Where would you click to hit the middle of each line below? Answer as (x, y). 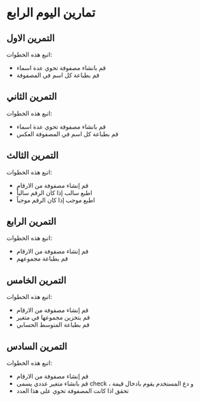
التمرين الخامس (36, 280)
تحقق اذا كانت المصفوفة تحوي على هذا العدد (73, 391)
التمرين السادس (37, 346)
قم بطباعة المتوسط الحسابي (53, 325)
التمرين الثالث (33, 156)
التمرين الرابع (31, 222)
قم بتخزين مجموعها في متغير (53, 317)
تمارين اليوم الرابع (51, 13)
